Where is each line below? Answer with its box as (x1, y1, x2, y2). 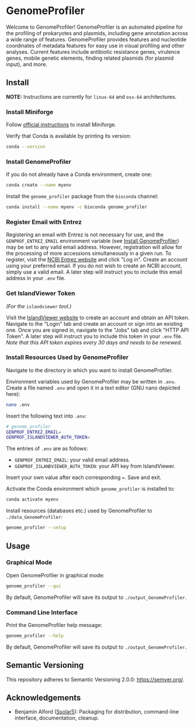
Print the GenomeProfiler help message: (6, 621, 103, 628)
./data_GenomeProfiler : (6, 514, 63, 521)
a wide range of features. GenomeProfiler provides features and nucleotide (6, 36, 187, 43)
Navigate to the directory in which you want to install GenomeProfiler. (6, 367, 173, 374)
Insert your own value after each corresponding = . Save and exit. (6, 474, 162, 481)
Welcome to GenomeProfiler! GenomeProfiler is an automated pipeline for (6, 23, 183, 30)
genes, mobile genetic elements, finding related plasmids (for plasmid (6, 54, 174, 61)
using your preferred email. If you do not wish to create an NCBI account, (6, 262, 182, 270)
